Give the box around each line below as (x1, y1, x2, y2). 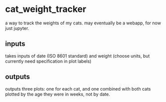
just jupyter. (5, 25, 29, 31)
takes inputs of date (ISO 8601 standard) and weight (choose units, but (5, 53, 150, 59)
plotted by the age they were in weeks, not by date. (5, 91, 110, 97)
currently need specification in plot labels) (5, 58, 92, 64)
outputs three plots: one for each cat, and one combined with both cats (5, 86, 151, 92)
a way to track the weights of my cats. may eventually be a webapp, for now (5, 20, 162, 26)
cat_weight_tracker (5, 3, 86, 15)
